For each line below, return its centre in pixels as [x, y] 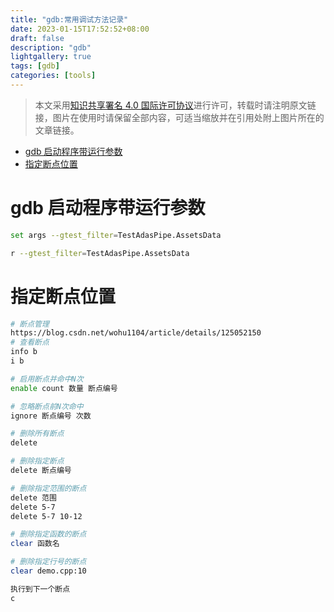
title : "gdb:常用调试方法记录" [69, 19]
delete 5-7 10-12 [46, 516]
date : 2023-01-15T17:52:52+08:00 [80, 29]
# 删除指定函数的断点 [48, 534]
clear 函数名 [35, 544]
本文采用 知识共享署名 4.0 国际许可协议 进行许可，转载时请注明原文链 [175, 105]
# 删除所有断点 [37, 434]
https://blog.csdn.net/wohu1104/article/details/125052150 [136, 333]
